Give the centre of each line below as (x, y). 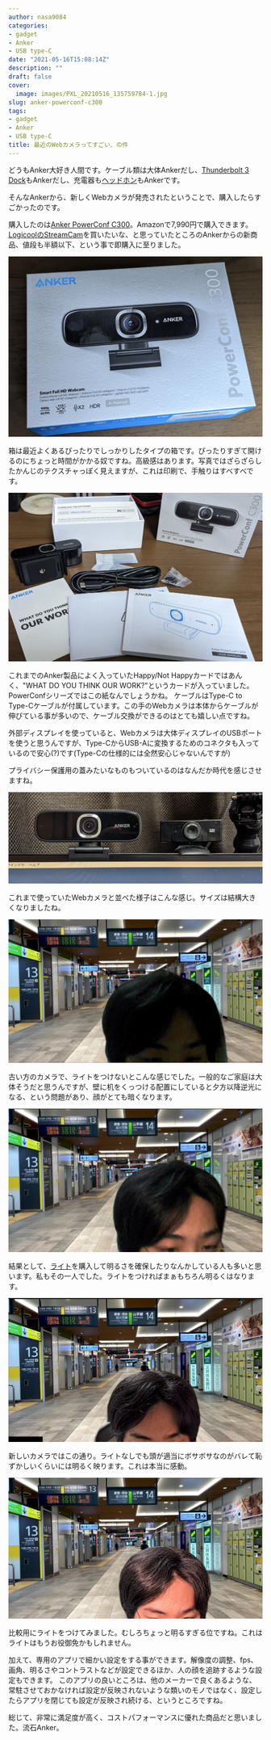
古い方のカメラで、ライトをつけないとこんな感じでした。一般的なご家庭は (132, 1076)
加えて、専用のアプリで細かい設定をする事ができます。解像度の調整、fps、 (133, 1659)
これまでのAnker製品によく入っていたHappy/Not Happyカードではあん (125, 675)
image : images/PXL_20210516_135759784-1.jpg (92, 94)
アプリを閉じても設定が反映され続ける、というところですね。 (125, 1700)
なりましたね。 (40, 908)
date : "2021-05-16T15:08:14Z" (59, 60)
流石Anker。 (43, 1727)
